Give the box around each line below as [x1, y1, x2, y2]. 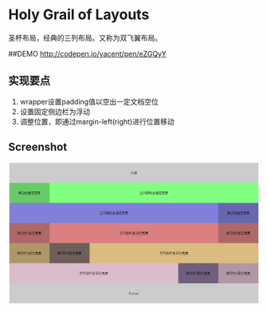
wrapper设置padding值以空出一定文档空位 [19, 97, 159, 106]
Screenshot [8, 140, 68, 154]
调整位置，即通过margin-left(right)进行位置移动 [19, 117, 175, 126]
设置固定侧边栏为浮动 [19, 106, 90, 117]
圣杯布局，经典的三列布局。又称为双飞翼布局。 [8, 33, 162, 42]
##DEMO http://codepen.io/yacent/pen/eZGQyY [8, 49, 167, 58]
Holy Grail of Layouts [8, 6, 150, 24]
